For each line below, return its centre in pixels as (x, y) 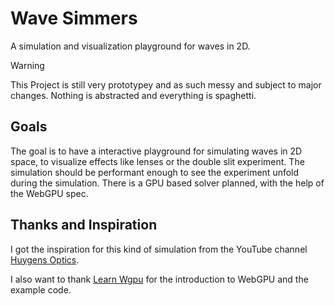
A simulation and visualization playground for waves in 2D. (130, 46)
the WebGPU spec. (49, 193)
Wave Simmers (74, 18)
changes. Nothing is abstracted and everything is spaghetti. (133, 95)
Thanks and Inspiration (84, 225)
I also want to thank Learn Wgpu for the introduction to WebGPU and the (159, 279)
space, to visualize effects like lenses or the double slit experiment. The (157, 161)
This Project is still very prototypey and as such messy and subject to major (166, 84)
